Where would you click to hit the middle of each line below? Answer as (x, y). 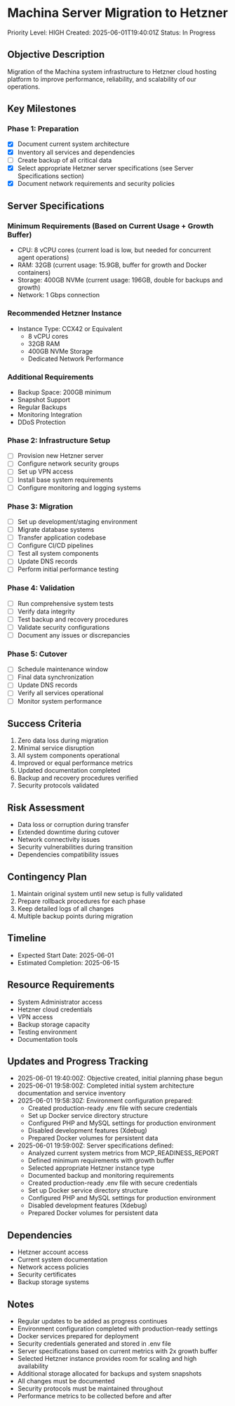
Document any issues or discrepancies (74, 635)
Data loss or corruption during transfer (73, 825)
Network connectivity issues (59, 840)
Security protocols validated (58, 785)
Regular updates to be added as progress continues (92, 1321)
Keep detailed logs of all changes (66, 909)
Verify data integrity (46, 611)
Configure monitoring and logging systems (79, 487)
